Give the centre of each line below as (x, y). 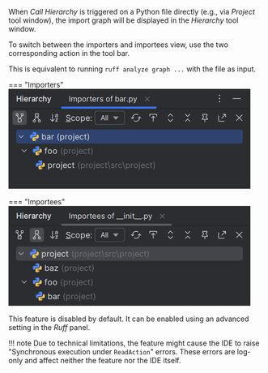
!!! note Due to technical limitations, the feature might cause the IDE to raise (134, 343)
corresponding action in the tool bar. (69, 53)
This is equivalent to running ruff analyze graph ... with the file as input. (132, 69)
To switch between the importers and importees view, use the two (119, 45)
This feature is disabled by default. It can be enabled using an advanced (129, 319)
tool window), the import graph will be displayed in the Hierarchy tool (123, 20)
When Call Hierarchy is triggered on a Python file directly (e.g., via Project (132, 12)
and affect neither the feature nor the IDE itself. (102, 360)
